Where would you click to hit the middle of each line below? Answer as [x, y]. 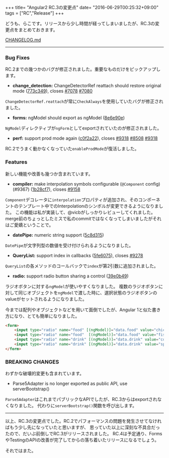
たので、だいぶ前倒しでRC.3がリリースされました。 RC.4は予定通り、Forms [84, 434]
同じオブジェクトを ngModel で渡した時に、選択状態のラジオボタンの [88, 293]
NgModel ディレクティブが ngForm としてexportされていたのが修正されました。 [83, 128]
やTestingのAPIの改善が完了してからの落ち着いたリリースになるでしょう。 [82, 440]
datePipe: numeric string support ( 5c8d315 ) [58, 235]
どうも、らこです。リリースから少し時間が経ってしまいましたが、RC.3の [80, 23]
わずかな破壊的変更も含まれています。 [45, 374]
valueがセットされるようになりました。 [46, 299]
